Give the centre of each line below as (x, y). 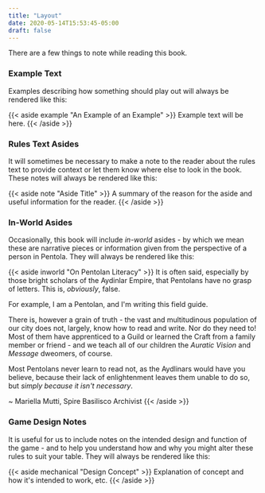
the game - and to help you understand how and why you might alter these (131, 448)
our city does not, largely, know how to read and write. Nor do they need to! (132, 328)
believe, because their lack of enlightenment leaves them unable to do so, (129, 378)
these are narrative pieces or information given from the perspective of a (128, 248)
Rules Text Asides (44, 144)
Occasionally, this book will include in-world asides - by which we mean (126, 240)
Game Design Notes (48, 422)
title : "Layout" (35, 16)
